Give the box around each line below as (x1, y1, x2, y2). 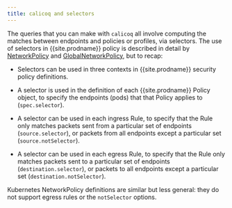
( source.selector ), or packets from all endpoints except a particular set (17, 129, 222, 137)
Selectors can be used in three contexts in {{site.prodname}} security (17, 65, 217, 73)
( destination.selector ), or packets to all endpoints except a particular (17, 164, 219, 173)
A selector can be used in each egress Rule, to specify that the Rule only (17, 150, 226, 158)
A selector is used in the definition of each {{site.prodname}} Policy (17, 86, 210, 94)
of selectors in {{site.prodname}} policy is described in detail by (7, 44, 190, 52)
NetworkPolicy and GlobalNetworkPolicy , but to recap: (7, 51, 163, 60)
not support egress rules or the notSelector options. (7, 193, 157, 201)
